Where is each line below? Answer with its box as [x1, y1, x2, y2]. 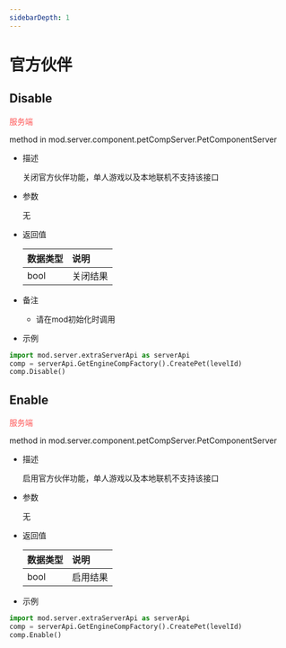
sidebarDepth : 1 [9, 13, 70, 22]
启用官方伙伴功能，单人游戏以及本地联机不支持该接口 [22, 473, 220, 484]
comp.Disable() [9, 368, 66, 377]
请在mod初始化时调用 [35, 314, 116, 324]
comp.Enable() [9, 630, 63, 639]
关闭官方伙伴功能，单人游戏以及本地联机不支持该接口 [22, 172, 220, 182]
